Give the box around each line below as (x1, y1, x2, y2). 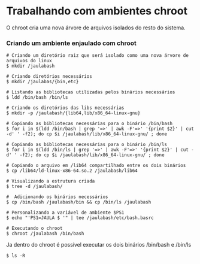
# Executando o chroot (6, 226, 63, 232)
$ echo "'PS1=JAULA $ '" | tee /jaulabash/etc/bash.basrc (6, 215, 154, 221)
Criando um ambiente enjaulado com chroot (6, 39, 137, 47)
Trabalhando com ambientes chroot (6, 4, 187, 18)
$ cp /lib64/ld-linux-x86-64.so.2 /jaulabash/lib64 (6, 168, 138, 174)
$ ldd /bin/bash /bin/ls (6, 95, 68, 101)
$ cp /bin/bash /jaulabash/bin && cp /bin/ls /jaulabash (6, 199, 151, 205)
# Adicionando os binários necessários (6, 194, 109, 200)
